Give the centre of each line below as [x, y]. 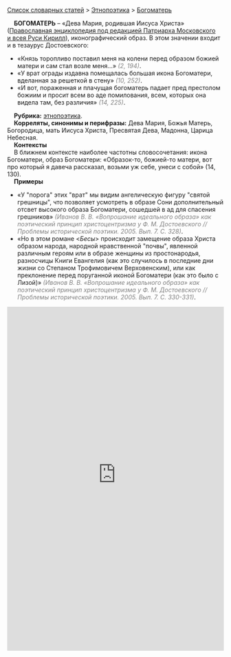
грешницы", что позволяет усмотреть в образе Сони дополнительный [120, 202]
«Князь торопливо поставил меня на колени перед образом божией [118, 58]
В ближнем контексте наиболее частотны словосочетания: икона [110, 152]
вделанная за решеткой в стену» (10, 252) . [79, 80]
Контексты [30, 145]
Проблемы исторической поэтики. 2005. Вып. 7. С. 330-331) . [106, 297]
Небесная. [22, 138]
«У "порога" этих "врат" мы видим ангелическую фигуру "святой [113, 195]
